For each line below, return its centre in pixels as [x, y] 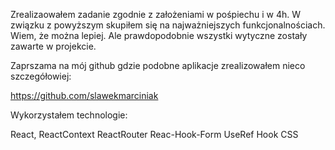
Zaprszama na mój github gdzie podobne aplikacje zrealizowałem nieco [158, 65]
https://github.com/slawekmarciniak [84, 95]
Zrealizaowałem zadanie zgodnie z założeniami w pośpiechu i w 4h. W [156, 14]
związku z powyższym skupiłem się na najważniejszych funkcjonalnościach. [168, 25]
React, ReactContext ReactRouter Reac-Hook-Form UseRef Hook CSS [154, 134]
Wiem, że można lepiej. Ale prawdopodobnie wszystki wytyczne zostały [159, 35]
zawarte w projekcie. [53, 46]
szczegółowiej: [41, 76]
